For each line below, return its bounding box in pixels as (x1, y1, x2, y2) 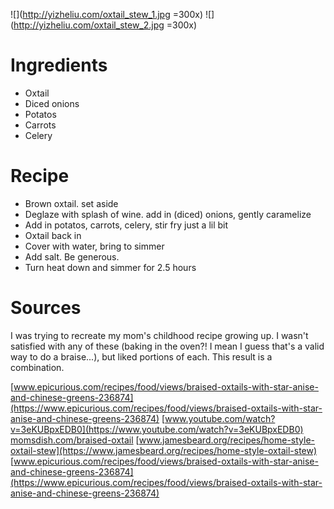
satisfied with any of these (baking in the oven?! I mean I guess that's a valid (10, 340, 325, 352)
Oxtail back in (24, 229, 82, 241)
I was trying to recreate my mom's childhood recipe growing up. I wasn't (10, 329, 309, 341)
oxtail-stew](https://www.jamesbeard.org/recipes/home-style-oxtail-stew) (10, 444, 318, 456)
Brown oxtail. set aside (24, 197, 119, 209)
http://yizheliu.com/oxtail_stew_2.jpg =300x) (13, 19, 198, 31)
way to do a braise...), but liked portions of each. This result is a (10, 350, 273, 363)
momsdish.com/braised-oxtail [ (10, 434, 140, 446)
